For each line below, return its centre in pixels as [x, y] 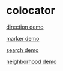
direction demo [25, 27]
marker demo [23, 38]
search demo [22, 50]
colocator [31, 10]
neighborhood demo [31, 61]
